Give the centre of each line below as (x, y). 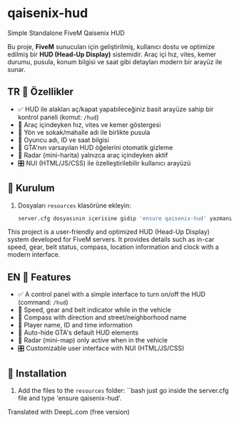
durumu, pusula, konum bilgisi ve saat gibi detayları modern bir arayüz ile (115, 61)
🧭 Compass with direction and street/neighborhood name (102, 317)
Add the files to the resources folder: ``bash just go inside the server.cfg (123, 391)
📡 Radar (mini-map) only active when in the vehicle (92, 340)
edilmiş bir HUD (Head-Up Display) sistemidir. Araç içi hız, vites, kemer (112, 54)
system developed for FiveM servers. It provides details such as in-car (111, 240)
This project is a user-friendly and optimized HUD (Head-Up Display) (109, 232)
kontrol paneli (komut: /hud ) (58, 117)
